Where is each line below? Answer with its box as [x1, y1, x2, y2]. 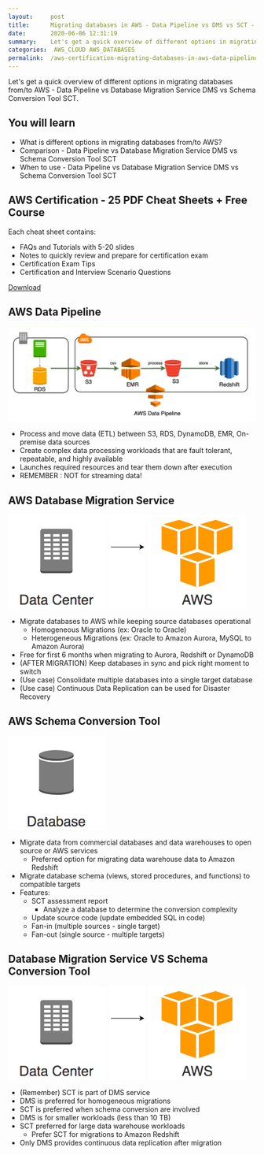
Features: [19, 887, 51, 897]
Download [8, 282, 42, 292]
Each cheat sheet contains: [8, 227, 97, 236]
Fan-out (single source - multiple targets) [31, 930, 165, 939]
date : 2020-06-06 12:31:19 [8, 29, 118, 37]
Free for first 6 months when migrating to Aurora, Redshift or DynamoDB [19, 650, 254, 659]
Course [8, 206, 46, 220]
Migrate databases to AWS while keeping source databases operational [19, 616, 251, 626]
